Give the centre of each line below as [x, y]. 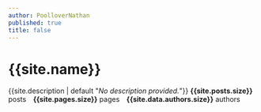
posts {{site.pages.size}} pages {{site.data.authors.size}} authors [124, 99]
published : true [35, 23]
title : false [30, 30]
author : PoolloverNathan [49, 15]
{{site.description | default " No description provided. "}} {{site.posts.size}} [130, 91]
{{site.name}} [55, 69]
